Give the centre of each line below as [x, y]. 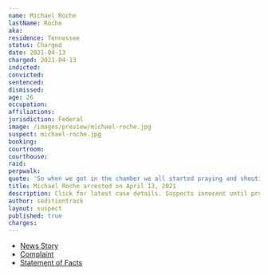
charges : [23, 223]
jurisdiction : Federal [46, 120]
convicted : [26, 75]
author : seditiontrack [46, 201]
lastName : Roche [35, 23]
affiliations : [32, 112]
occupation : [28, 104]
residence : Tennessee [44, 38]
